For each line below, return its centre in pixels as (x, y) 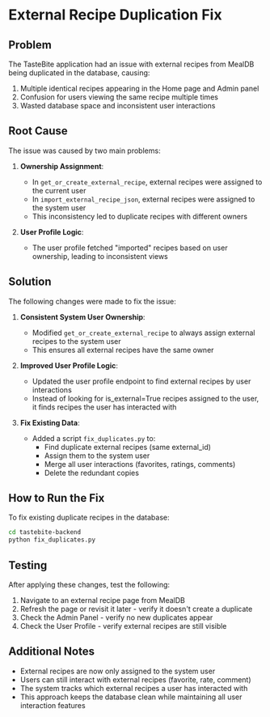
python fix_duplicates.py (52, 540)
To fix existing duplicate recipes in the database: (89, 518)
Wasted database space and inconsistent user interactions (118, 106)
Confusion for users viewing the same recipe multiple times (119, 97)
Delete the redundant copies (92, 473)
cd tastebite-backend (45, 532)
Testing (28, 565)
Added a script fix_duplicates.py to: (94, 438)
